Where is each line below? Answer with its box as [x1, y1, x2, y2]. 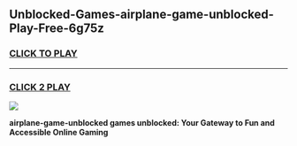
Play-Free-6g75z [9, 21, 104, 36]
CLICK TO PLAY [9, 48, 78, 60]
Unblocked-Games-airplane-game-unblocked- [9, 7, 274, 22]
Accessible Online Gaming [9, 127, 109, 137]
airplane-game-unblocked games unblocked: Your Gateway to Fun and [9, 117, 276, 127]
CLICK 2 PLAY [9, 81, 71, 93]
